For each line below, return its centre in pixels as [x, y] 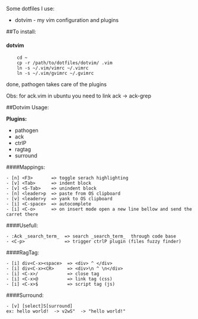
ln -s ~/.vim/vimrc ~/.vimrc [53, 68]
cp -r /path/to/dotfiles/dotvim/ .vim [65, 63]
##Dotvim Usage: [28, 108]
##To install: [21, 31]
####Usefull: [22, 226]
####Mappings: [26, 167]
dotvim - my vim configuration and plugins [67, 20]
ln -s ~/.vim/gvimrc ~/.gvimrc [55, 74]
